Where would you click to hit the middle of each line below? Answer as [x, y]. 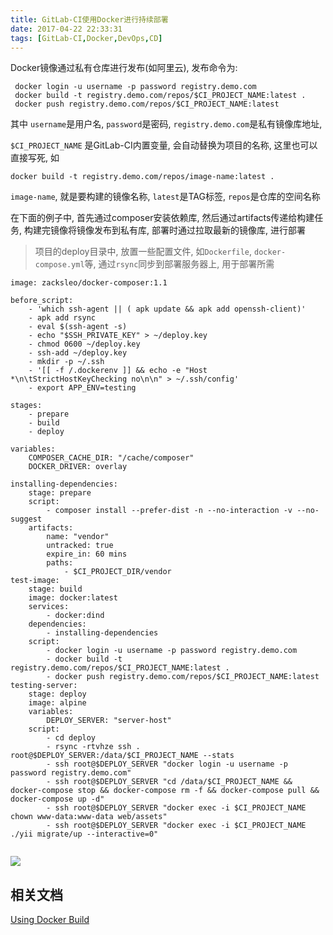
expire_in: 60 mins [87, 554]
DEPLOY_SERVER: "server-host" [109, 721]
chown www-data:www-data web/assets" [89, 817]
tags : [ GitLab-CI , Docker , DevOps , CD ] [86, 38]
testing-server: [44, 686]
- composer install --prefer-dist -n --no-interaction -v [169, 511]
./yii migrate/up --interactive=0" [84, 834]
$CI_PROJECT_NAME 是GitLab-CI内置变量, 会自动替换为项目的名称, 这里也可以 [164, 145]
